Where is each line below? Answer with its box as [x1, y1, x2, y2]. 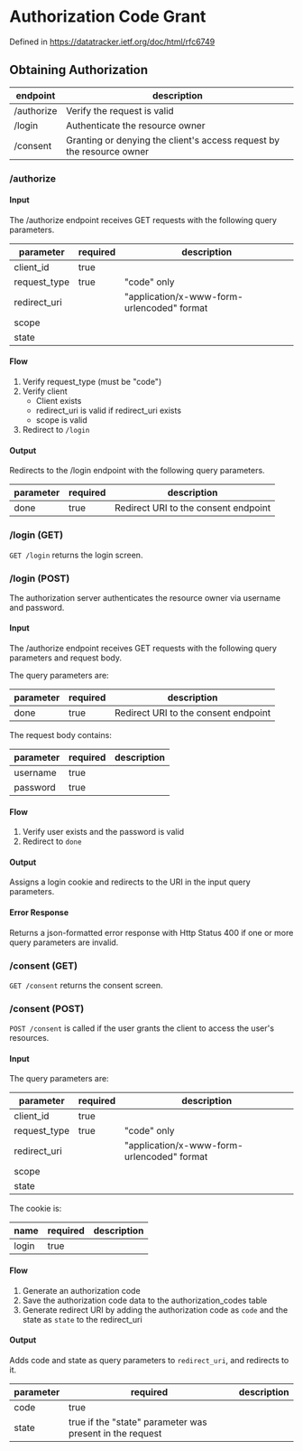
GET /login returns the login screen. [9, 549, 143, 560]
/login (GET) [9, 529, 64, 541]
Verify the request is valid [66, 104, 174, 117]
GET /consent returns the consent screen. [9, 979, 164, 990]
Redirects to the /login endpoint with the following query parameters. [9, 465, 265, 476]
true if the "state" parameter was [69, 1416, 207, 1428]
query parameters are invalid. [9, 937, 119, 948]
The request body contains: [9, 730, 113, 741]
